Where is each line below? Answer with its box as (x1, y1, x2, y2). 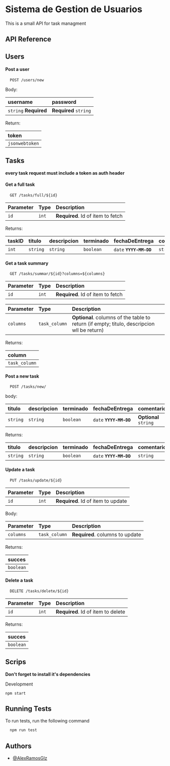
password (52, 98, 77, 105)
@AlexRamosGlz (12, 755, 48, 761)
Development (5, 681, 33, 687)
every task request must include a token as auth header (5, 170, 125, 176)
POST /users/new (10, 77, 44, 83)
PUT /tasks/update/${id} (10, 477, 62, 483)
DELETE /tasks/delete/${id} (10, 588, 69, 593)
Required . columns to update (71, 531, 142, 538)
